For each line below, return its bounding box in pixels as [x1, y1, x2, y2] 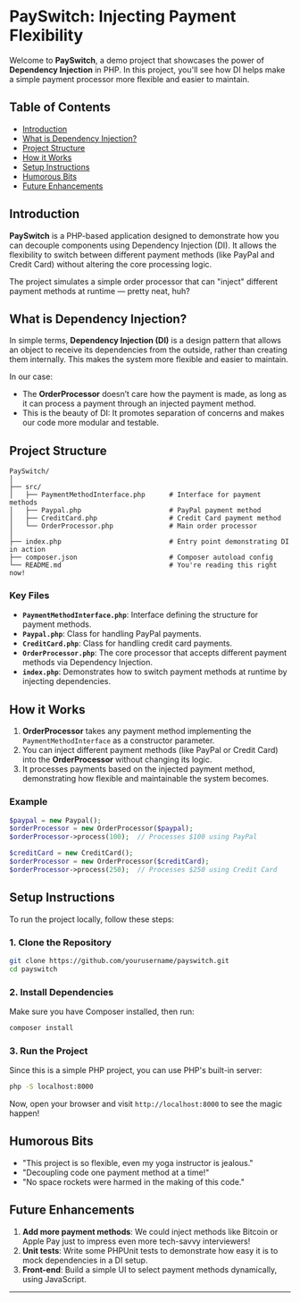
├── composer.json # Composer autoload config [9, 553, 274, 562]
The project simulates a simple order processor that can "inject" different [9, 275, 279, 287]
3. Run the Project [9, 1044, 88, 1057]
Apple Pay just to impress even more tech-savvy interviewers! [21, 1236, 251, 1247]
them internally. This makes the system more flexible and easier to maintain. [9, 354, 288, 365]
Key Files [9, 589, 50, 602]
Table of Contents [9, 100, 112, 115]
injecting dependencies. [21, 676, 112, 687]
